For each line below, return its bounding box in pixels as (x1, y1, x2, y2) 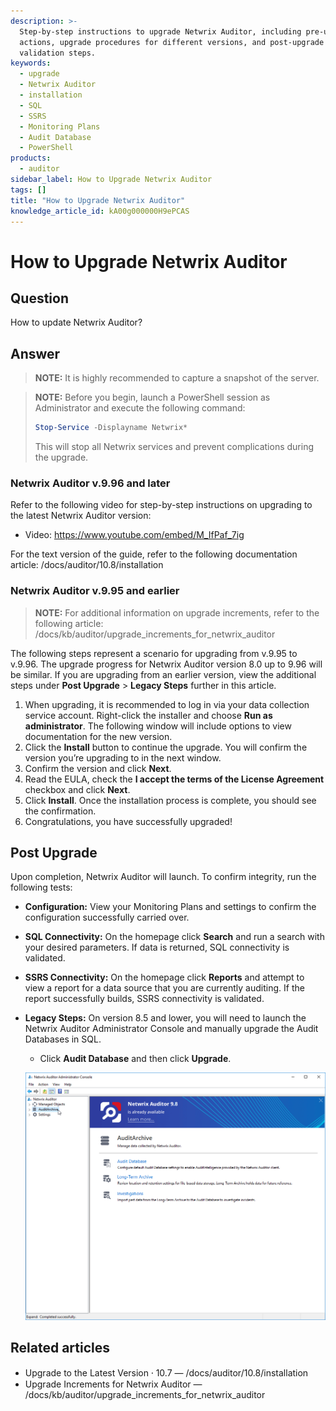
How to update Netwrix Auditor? (10, 316, 143, 329)
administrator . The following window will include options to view (24, 720, 292, 732)
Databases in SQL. (24, 1033, 102, 1045)
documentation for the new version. (24, 730, 173, 742)
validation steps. (19, 48, 97, 58)
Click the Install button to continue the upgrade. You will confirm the (24, 741, 308, 753)
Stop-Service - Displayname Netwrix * (34, 423, 188, 433)
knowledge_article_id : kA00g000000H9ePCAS (10, 206, 190, 216)
